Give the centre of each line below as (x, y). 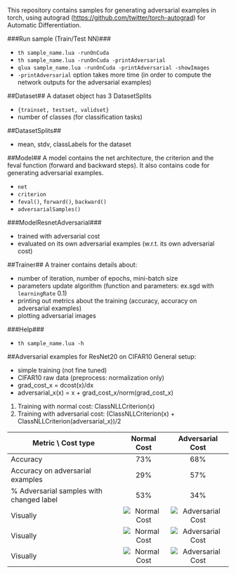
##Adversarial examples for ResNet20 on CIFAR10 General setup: (102, 357)
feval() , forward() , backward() (62, 201)
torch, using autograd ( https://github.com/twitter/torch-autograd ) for (106, 18)
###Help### (26, 329)
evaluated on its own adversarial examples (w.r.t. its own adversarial (116, 243)
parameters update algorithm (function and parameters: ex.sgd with (116, 286)
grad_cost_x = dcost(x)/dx (55, 385)
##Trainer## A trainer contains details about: (72, 264)
